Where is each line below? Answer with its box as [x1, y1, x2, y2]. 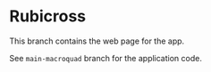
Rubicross [9, 6, 87, 27]
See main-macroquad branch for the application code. [9, 52, 203, 63]
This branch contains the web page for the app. [9, 36, 185, 46]
